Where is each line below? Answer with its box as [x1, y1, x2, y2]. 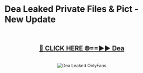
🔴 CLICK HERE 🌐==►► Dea [39, 44, 124, 52]
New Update [4, 14, 56, 25]
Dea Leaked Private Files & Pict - [4, 3, 139, 15]
